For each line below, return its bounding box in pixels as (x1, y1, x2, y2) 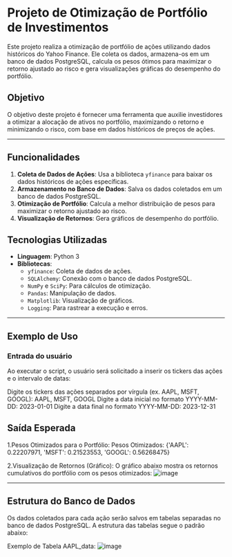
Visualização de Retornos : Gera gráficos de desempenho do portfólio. (17, 214, 219, 222)
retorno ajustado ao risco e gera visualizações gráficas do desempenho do (7, 64, 221, 73)
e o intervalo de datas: (7, 374, 71, 383)
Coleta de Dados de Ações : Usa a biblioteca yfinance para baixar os (17, 170, 213, 178)
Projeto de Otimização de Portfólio (7, 5, 209, 21)
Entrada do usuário (7, 351, 72, 360)
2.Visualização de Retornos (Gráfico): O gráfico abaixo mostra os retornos (7, 462, 219, 470)
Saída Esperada (7, 422, 76, 434)
